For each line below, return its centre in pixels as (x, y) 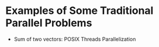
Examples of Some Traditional (79, 11)
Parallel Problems (49, 23)
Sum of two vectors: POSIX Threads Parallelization (75, 39)
